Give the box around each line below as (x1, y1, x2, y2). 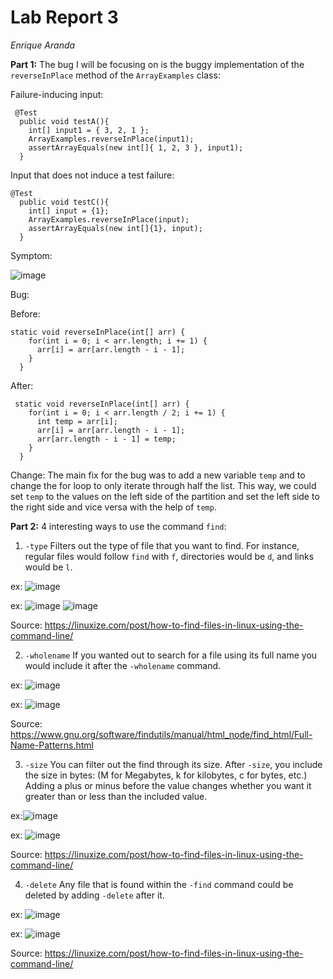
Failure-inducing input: (10, 88, 104, 100)
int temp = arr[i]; (36, 416, 118, 426)
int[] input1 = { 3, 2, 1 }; (28, 125, 150, 135)
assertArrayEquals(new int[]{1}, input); (28, 223, 203, 233)
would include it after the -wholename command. (24, 659, 222, 671)
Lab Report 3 (10, 6, 119, 29)
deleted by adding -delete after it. (24, 889, 165, 901)
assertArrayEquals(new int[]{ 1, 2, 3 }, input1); (28, 142, 244, 153)
